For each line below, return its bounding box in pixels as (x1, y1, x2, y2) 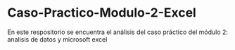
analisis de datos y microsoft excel (7, 35, 108, 43)
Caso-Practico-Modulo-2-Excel (7, 5, 197, 21)
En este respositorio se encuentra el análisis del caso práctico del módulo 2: (7, 28, 229, 36)
